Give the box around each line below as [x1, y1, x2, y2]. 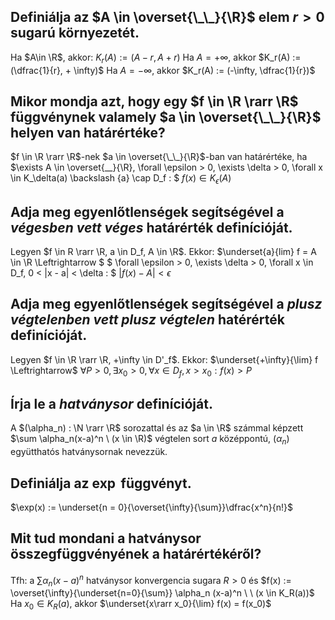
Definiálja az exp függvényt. [10, 475, 192, 492]
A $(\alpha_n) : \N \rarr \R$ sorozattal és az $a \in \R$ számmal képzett [10, 422, 304, 434]
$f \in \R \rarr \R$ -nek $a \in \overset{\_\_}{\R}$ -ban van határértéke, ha [10, 151, 308, 163]
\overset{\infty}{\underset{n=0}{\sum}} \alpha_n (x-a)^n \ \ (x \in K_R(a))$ [10, 587, 315, 599]
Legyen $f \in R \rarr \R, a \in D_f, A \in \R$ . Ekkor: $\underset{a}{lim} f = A [10, 246, 317, 258]
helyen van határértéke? [10, 125, 166, 141]
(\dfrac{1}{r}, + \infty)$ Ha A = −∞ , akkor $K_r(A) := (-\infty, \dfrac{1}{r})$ [10, 64, 316, 76]
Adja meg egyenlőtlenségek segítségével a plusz [10, 296, 323, 313]
